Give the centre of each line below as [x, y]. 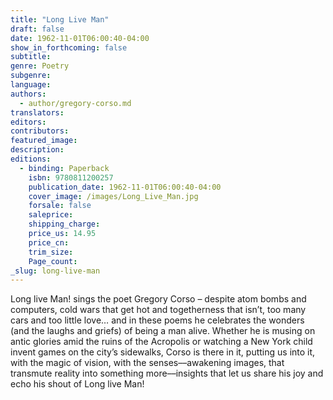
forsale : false [60, 206]
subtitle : [31, 57]
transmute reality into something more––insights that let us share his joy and [167, 373]
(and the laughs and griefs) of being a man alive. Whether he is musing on [163, 331]
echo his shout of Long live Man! [77, 384]
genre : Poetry [40, 66]
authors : [28, 94]
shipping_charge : [64, 224]
